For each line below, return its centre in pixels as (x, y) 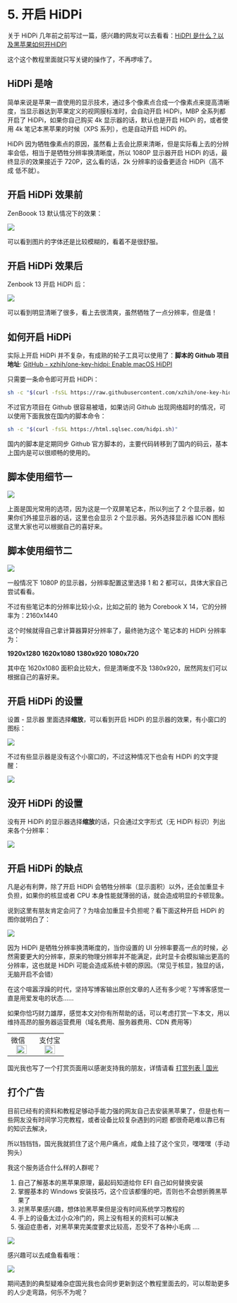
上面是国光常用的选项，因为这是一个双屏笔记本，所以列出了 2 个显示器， (113, 509)
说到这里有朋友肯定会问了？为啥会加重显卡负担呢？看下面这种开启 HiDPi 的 (116, 911)
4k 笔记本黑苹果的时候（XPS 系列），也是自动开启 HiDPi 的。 (103, 129)
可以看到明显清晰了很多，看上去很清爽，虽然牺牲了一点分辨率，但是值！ (112, 313)
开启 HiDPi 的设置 (45, 701)
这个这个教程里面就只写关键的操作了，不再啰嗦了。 (81, 59)
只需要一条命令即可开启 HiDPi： (54, 379)
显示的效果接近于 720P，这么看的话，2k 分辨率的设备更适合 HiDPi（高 (115, 161)
